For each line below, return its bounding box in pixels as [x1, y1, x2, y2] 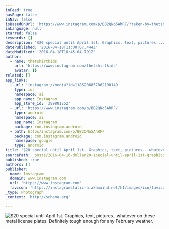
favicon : [10, 185, 28, 190]
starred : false [5, 31, 37, 36]
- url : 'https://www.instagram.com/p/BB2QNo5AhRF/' [10, 106, 121, 111]
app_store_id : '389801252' [14, 101, 71, 106]
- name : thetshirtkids [10, 59, 57, 64]
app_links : [5, 78, 28, 83]
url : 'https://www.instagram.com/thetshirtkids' [14, 63, 118, 68]
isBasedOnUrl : [5, 21, 35, 27]
